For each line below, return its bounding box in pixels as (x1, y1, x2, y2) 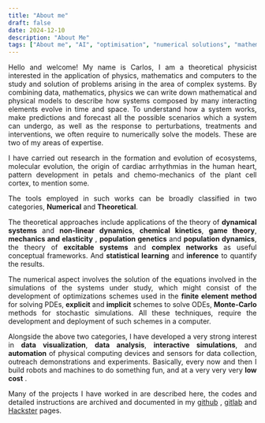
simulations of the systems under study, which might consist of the (8, 283, 257, 293)
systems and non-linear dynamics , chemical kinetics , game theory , (8, 226, 257, 235)
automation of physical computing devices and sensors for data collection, (8, 349, 257, 358)
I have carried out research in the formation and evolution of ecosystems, (8, 153, 257, 163)
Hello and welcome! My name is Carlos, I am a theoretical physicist (8, 62, 257, 72)
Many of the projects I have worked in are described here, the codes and (8, 389, 257, 399)
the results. (8, 260, 45, 269)
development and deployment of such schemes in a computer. (8, 316, 211, 326)
